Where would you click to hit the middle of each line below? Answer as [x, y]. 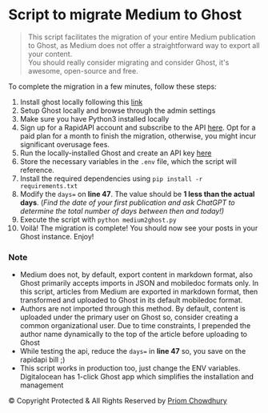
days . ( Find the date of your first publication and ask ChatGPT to [128, 202]
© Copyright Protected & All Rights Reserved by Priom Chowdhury [118, 401]
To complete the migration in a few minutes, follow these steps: [113, 86]
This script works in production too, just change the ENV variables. [130, 368]
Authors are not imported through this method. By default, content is [132, 309]
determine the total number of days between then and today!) [122, 211]
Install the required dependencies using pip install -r [111, 178]
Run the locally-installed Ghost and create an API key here [116, 153]
